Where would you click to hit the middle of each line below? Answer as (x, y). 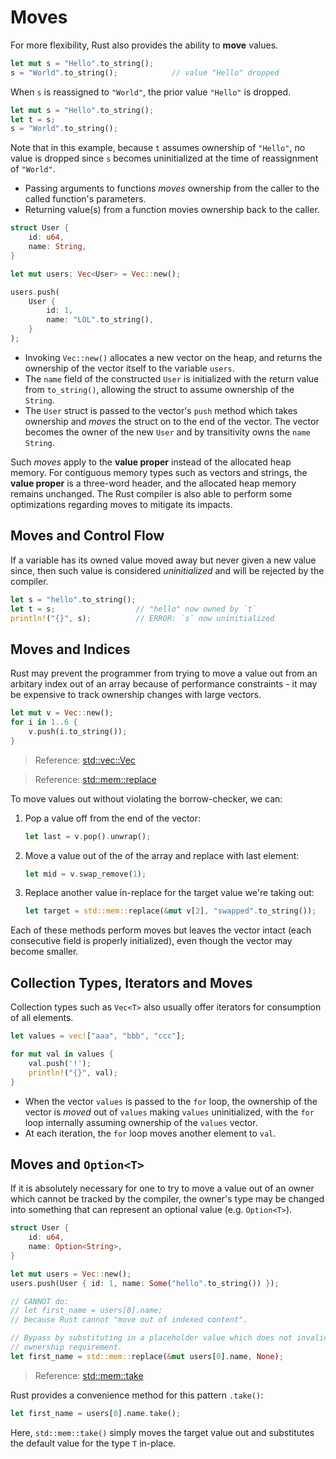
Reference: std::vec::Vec (85, 760)
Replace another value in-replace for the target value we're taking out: (169, 893)
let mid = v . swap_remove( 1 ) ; (85, 874)
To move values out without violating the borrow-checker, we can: (146, 798)
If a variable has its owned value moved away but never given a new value (163, 560)
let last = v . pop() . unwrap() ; (88, 836)
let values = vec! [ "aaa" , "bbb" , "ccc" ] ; (98, 1036)
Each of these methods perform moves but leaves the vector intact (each (161, 930)
